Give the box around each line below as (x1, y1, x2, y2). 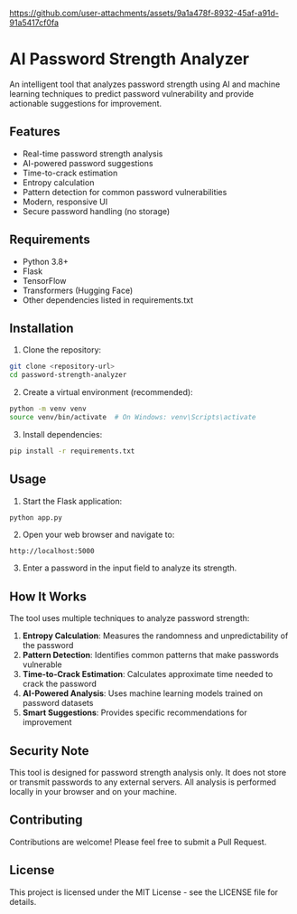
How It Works (9, 589, 88, 604)
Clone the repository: (22, 344, 102, 355)
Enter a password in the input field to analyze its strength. (22, 562, 237, 573)
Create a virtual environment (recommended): (22, 387, 193, 398)
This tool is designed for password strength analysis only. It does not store (9, 768, 287, 778)
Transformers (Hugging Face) (22, 285, 134, 296)
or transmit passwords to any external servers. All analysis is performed (9, 777, 277, 787)
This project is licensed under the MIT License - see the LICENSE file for (9, 886, 278, 898)
